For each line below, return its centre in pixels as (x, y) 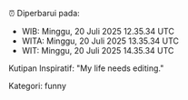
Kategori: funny (38, 86)
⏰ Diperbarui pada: (45, 13)
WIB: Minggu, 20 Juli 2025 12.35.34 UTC (98, 31)
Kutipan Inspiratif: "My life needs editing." (86, 68)
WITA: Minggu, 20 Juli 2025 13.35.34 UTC (100, 41)
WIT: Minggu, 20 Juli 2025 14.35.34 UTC (98, 50)
